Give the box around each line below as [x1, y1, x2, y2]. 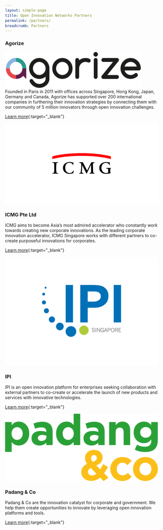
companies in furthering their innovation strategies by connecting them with [5, 99, 157, 105]
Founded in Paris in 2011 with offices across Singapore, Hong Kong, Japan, [5, 88, 155, 95]
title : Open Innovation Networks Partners [5, 13, 92, 18]
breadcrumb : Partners [5, 23, 49, 28]
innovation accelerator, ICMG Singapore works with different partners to [5, 233, 149, 239]
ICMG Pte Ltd [5, 211, 37, 218]
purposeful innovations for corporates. [18, 238, 96, 244]
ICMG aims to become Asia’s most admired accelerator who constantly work [5, 222, 158, 228]
